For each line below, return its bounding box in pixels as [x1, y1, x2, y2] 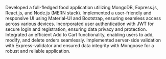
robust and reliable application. [5, 48, 70, 54]
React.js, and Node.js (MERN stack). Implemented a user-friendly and [5, 10, 152, 16]
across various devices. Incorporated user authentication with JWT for [5, 21, 154, 27]
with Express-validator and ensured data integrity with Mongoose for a [5, 43, 154, 48]
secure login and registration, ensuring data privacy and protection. [5, 26, 147, 32]
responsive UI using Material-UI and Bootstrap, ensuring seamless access [5, 15, 161, 21]
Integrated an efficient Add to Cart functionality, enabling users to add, [5, 32, 154, 37]
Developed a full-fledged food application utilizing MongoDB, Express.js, [5, 5, 158, 10]
